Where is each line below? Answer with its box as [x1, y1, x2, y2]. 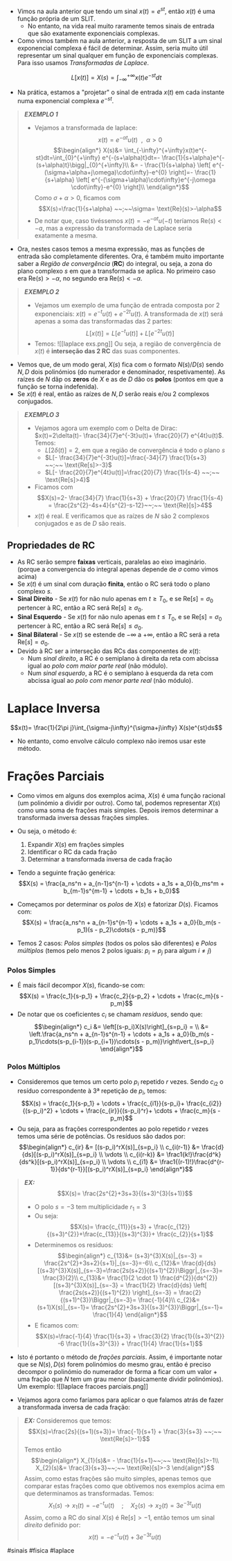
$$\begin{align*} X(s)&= [53, 146, 123, 154]
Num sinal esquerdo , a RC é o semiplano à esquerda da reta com [27, 669, 213, 677]
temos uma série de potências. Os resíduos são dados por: [17, 1132, 186, 1140]
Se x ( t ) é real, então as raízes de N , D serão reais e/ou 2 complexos [17, 390, 210, 398]
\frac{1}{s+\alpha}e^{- [161, 154, 225, 162]
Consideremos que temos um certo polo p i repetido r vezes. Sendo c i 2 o [17, 1078, 224, 1088]
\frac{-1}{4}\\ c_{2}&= [138, 1295, 201, 1304]
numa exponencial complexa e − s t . [17, 96, 114, 105]
